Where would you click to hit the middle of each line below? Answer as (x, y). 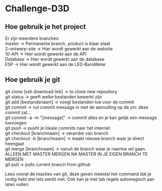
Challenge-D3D (37, 9)
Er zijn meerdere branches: (32, 38)
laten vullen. (17, 184)
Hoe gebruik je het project (46, 27)
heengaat (15, 143)
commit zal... (18, 112)
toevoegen (16, 122)
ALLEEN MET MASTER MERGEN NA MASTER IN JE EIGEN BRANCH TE (77, 154)
